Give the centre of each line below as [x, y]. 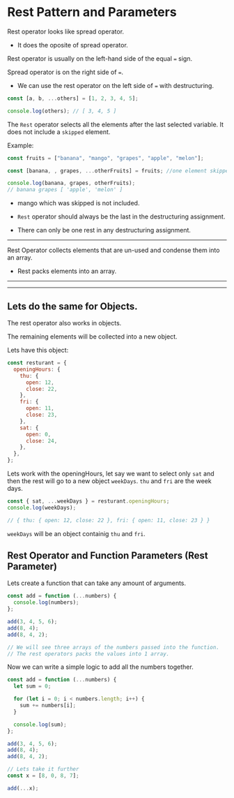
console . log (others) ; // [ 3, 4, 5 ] [62, 111]
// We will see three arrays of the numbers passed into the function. [113, 647]
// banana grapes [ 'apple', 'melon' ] [65, 190]
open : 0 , [38, 434]
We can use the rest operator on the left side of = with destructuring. [116, 85]
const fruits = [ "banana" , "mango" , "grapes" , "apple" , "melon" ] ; [106, 158]
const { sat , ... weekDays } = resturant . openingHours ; [88, 501]
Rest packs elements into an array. [67, 271]
